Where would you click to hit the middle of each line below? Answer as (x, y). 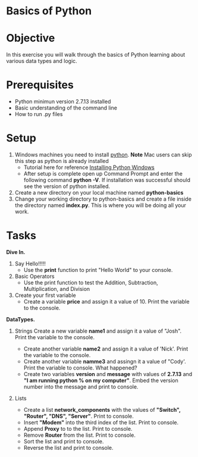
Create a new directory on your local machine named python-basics (99, 192)
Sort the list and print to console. (64, 441)
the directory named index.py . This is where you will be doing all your (100, 205)
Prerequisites (40, 85)
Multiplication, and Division (57, 289)
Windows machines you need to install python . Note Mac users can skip (103, 155)
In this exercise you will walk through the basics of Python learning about (96, 55)
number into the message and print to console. (81, 386)
